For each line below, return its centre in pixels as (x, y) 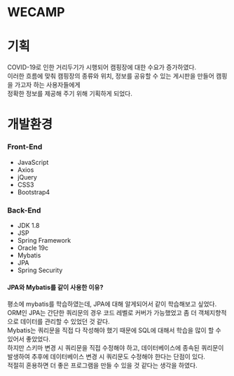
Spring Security (40, 270)
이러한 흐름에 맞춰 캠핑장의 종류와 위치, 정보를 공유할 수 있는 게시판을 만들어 (111, 76)
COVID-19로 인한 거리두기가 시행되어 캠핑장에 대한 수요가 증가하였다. (102, 67)
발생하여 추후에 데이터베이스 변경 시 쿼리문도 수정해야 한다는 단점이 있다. (106, 357)
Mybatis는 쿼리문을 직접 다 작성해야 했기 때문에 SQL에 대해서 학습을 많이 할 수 (115, 330)
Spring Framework (44, 240)
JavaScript (33, 162)
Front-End (25, 147)
